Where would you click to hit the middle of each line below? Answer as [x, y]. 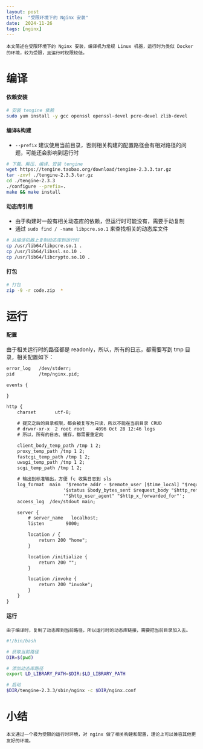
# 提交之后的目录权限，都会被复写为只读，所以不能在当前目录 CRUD [89, 424]
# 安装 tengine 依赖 [30, 110]
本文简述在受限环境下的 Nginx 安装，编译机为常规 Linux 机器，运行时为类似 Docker [100, 47]
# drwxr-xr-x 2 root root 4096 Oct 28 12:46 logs [86, 429]
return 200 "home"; [63, 540]
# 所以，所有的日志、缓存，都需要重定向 [60, 434]
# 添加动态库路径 [25, 668]
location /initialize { [58, 557]
